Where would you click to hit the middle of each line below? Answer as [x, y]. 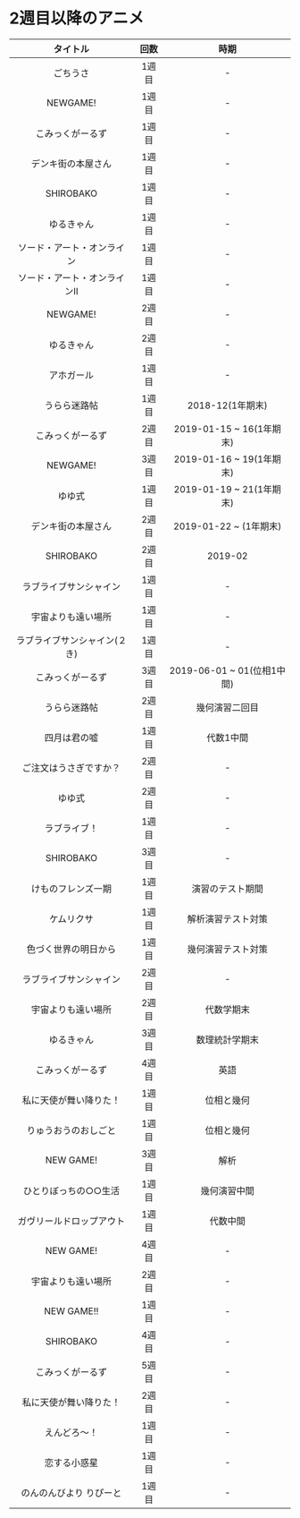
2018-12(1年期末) [227, 405]
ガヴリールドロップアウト [71, 1221]
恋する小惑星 [71, 1463]
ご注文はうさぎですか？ [71, 768]
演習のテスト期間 [227, 889]
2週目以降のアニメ [77, 18]
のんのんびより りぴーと [71, 1493]
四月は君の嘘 [71, 738]
